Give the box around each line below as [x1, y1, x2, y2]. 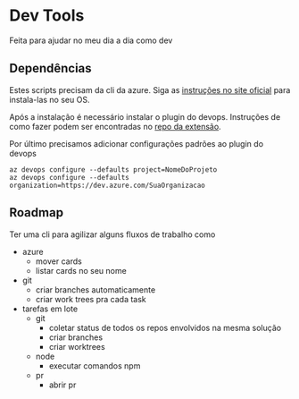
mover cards [35, 256, 82, 267]
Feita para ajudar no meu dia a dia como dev [9, 35, 173, 46]
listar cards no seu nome [35, 265, 127, 276]
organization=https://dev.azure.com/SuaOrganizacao [9, 181, 205, 190]
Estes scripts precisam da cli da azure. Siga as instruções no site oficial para [9, 84, 291, 95]
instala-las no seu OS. [9, 94, 90, 105]
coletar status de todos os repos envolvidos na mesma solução [48, 322, 282, 333]
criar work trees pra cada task [35, 293, 147, 304]
